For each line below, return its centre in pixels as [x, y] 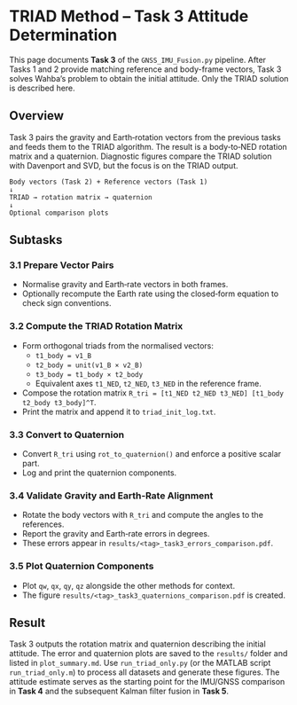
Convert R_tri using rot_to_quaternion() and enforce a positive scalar [152, 454]
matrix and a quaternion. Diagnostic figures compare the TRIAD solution [141, 156]
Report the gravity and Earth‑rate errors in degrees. [116, 534]
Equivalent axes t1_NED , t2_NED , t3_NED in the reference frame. [148, 383]
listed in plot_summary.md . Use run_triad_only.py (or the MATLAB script [140, 663]
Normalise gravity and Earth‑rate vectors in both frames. [125, 285]
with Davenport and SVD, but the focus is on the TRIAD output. [124, 165]
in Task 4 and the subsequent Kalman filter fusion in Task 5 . [119, 691]
